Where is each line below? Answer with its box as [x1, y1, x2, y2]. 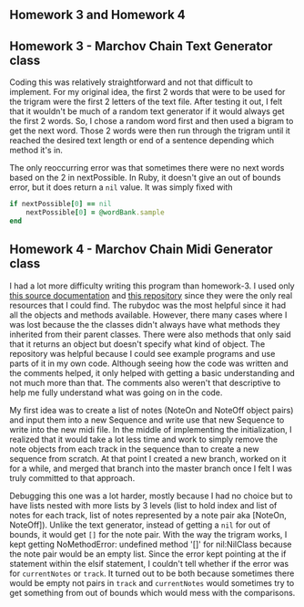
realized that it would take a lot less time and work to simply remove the [9, 434, 279, 445]
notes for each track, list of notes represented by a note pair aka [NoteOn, [9, 509, 287, 520]
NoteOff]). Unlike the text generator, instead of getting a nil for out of [9, 519, 271, 530]
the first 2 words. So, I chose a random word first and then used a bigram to [9, 116, 294, 127]
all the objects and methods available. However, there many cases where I [9, 309, 288, 320]
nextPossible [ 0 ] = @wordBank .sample [25, 208, 166, 217]
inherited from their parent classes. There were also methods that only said [9, 329, 291, 340]
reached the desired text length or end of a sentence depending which [9, 135, 275, 146]
